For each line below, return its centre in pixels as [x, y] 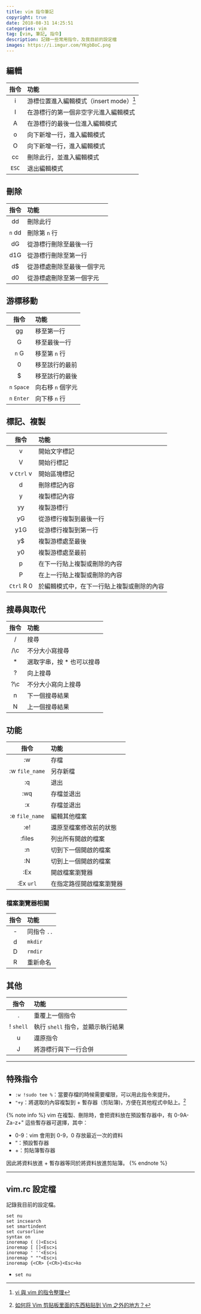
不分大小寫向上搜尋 [54, 685]
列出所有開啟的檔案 [78, 839]
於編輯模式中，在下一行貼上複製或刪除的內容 [101, 586]
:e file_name [27, 816]
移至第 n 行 [50, 353]
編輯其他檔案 [69, 816]
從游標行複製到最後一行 [71, 519]
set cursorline [25, 1232]
